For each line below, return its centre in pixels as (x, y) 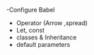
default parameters (43, 44)
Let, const (30, 30)
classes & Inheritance (46, 37)
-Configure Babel (31, 10)
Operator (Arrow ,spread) (52, 23)
